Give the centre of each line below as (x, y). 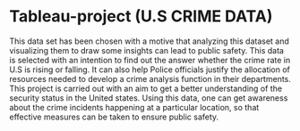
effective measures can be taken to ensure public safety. (114, 117)
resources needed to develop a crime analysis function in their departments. (150, 78)
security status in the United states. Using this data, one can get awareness (149, 98)
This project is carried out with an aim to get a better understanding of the (146, 88)
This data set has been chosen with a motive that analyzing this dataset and (149, 41)
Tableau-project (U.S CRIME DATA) (141, 16)
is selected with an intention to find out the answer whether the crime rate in (150, 60)
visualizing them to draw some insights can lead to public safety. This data (147, 50)
